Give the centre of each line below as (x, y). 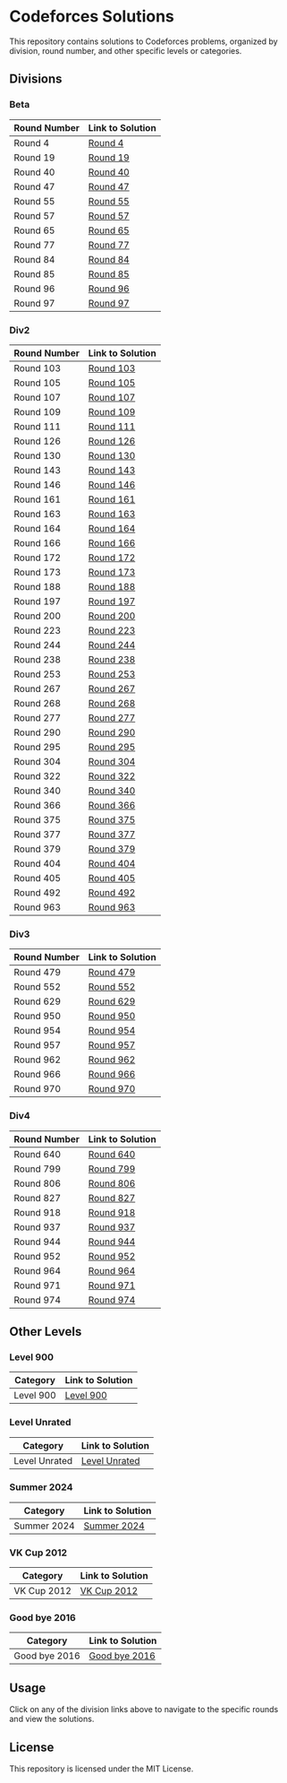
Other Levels (46, 1332)
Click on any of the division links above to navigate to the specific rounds (144, 1709)
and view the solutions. (52, 1719)
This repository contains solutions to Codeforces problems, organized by (144, 41)
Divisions (36, 79)
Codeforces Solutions (92, 17)
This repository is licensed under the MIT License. (101, 1769)
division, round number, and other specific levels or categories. (126, 50)
